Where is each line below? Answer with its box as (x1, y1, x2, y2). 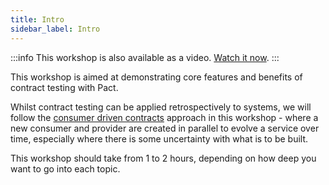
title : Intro (10, 14, 65, 25)
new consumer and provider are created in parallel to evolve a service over (10, 122, 320, 134)
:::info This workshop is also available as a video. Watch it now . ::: (10, 51, 280, 63)
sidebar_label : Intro (10, 24, 101, 34)
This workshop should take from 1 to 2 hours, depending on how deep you (10, 152, 317, 164)
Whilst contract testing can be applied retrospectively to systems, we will (10, 101, 312, 113)
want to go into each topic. (10, 162, 121, 175)
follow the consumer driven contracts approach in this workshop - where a (10, 111, 319, 123)
